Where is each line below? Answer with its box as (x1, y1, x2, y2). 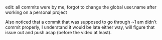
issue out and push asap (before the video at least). (5, 30, 112, 35)
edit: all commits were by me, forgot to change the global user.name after (5, 4, 157, 10)
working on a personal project (5, 9, 67, 15)
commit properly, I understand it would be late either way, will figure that (5, 24, 155, 30)
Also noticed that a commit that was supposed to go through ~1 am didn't (5, 19, 157, 25)
